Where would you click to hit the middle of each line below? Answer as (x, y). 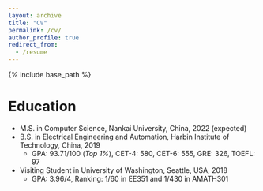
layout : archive (35, 15)
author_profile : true (44, 37)
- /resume (31, 52)
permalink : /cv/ (35, 30)
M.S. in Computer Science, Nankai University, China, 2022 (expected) (133, 128)
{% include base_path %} (50, 75)
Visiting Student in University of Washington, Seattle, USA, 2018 (123, 170)
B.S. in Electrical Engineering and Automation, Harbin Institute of (124, 137)
